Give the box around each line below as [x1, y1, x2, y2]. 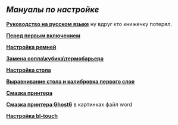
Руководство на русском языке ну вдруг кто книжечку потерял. [6, 20, 173, 27]
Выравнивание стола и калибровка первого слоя [6, 78, 135, 85]
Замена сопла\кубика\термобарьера [6, 55, 104, 62]
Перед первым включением [6, 32, 80, 39]
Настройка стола [6, 66, 52, 73]
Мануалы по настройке [6, 5, 99, 15]
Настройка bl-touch [6, 112, 58, 119]
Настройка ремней [6, 43, 57, 50]
